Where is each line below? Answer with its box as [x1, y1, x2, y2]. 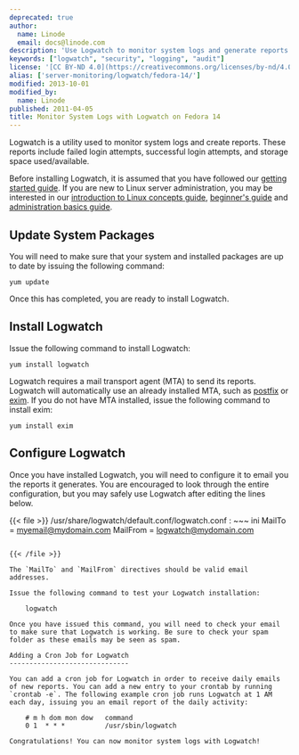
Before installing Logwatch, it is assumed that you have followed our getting [9, 173, 287, 184]
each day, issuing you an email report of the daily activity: [9, 697, 249, 707]
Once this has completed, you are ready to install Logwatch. [9, 293, 230, 304]
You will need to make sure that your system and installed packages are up [9, 250, 284, 261]
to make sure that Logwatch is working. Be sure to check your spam [9, 628, 269, 636]
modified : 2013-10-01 [9, 79, 90, 88]
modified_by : [9, 87, 58, 96]
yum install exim [9, 421, 74, 431]
